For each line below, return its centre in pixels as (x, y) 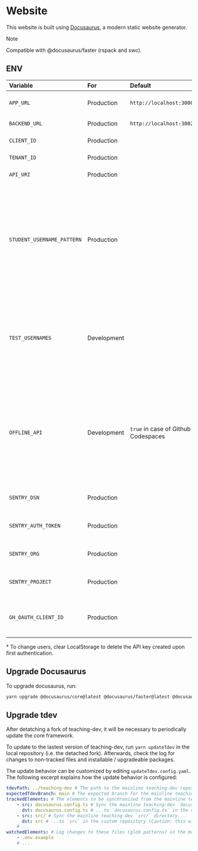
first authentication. (30, 653)
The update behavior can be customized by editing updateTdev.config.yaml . (98, 771)
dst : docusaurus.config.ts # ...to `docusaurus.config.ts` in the (105, 810)
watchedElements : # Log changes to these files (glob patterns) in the (96, 832)
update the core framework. (40, 736)
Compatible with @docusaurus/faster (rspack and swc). (74, 50)
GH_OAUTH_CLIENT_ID (36, 617)
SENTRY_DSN (24, 497)
